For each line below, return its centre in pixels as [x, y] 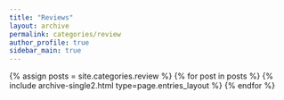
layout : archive [39, 26]
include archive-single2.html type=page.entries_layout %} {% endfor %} [142, 86]
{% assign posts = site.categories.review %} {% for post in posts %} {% [142, 76]
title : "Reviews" [41, 17]
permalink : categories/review [65, 34]
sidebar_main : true [45, 51]
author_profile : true [49, 42]
